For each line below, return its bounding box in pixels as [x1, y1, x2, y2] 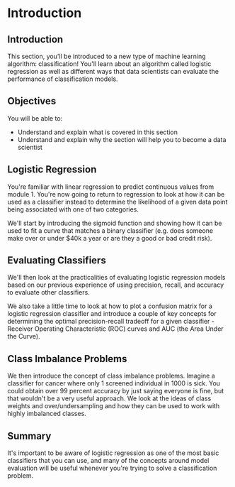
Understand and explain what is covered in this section [17, 128, 178, 136]
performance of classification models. [7, 75, 118, 83]
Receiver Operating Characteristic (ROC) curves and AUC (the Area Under [7, 324, 224, 333]
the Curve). [7, 332, 40, 341]
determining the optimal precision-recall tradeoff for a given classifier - [7, 317, 214, 326]
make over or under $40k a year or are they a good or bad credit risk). [7, 234, 212, 242]
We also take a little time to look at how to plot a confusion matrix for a [7, 302, 212, 310]
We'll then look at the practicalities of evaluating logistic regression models [7, 273, 226, 282]
